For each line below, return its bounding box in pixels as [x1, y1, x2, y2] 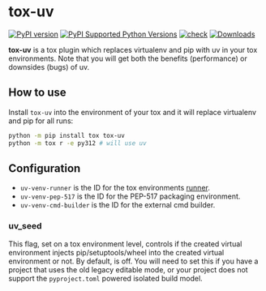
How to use [8, 86, 66, 100]
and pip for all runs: [8, 116, 74, 126]
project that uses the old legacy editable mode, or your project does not [8, 264, 249, 274]
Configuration [8, 161, 81, 175]
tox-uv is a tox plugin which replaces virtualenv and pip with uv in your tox [8, 45, 258, 54]
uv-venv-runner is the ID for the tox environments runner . [19, 183, 211, 193]
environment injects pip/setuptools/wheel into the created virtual [8, 247, 225, 257]
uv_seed [8, 220, 42, 232]
